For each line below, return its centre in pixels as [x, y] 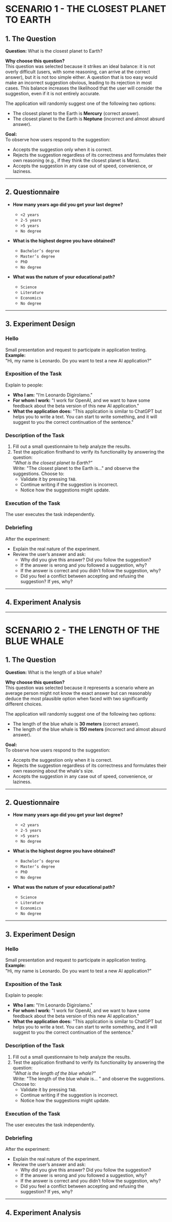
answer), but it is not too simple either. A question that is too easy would [81, 77]
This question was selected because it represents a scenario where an [80, 688]
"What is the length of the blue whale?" [54, 1073]
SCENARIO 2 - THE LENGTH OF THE [82, 630]
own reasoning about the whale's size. [53, 770]
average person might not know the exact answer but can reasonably [79, 693]
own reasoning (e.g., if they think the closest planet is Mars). [77, 160]
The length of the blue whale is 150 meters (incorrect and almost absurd [89, 729]
